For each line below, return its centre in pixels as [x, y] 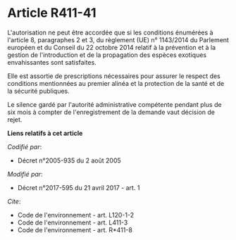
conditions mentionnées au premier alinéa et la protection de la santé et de [116, 83]
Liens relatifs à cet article [45, 133]
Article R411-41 [52, 13]
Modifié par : [25, 174]
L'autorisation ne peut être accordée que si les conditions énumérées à [110, 32]
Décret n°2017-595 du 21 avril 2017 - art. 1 [79, 187]
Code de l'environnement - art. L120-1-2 [76, 215]
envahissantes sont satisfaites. [52, 62]
